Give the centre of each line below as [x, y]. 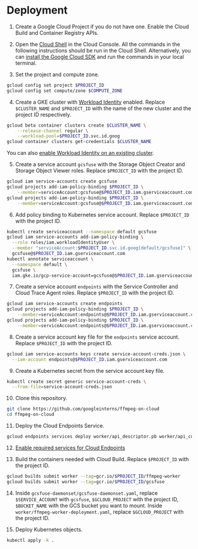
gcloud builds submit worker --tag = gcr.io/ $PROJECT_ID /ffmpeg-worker [94, 476]
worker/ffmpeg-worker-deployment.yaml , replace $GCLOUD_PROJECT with [99, 512]
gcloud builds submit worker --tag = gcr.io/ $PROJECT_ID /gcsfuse [86, 482]
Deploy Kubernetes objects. [49, 529]
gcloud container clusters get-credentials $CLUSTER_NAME [79, 142]
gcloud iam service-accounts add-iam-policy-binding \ [75, 237]
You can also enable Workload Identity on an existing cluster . [80, 153]
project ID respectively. [43, 114]
